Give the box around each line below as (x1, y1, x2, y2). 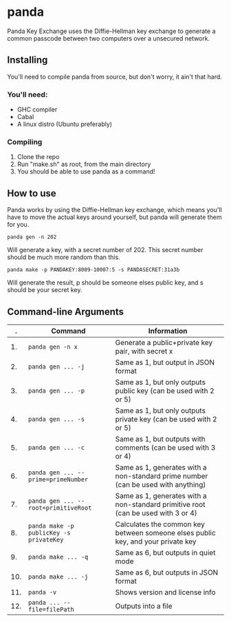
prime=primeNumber (28, 475, 89, 483)
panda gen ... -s (28, 415, 85, 423)
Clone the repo (16, 153, 60, 161)
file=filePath (28, 605, 74, 613)
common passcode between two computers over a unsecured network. (7, 34, 210, 42)
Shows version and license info (115, 587, 216, 597)
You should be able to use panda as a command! (16, 167, 156, 176)
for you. (7, 220, 30, 229)
